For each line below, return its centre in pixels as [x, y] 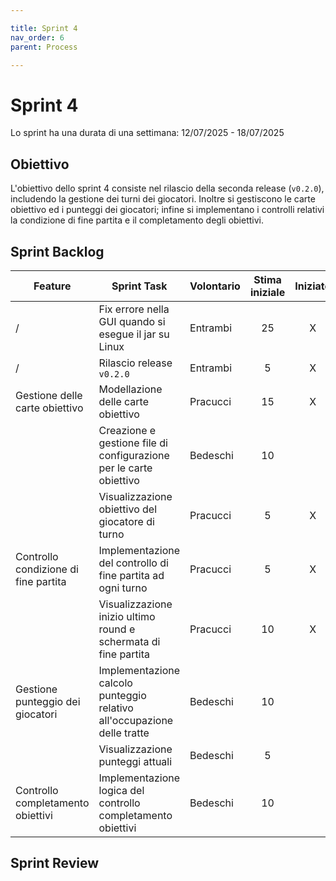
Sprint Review [55, 863]
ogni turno [123, 588]
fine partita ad [131, 575]
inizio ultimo [127, 616]
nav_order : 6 [37, 37]
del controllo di [133, 563]
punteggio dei [48, 701]
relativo [116, 708]
